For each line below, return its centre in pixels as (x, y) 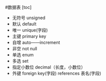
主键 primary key (29, 36)
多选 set (20, 61)
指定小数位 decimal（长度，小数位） (49, 67)
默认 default (24, 24)
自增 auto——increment (36, 42)
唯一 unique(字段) (30, 30)
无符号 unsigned (29, 18)
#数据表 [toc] (18, 7)
